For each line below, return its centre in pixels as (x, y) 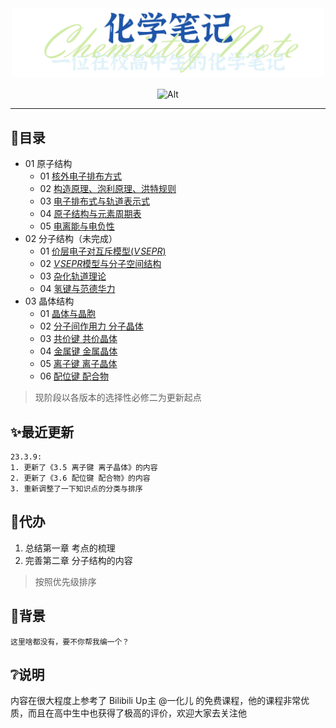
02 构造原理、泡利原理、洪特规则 (108, 189)
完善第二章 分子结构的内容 (78, 560)
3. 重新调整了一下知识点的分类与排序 (76, 488)
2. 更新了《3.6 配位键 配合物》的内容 (80, 478)
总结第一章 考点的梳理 (70, 548)
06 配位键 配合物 (74, 376)
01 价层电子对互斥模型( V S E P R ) (103, 251)
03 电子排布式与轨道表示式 (95, 201)
